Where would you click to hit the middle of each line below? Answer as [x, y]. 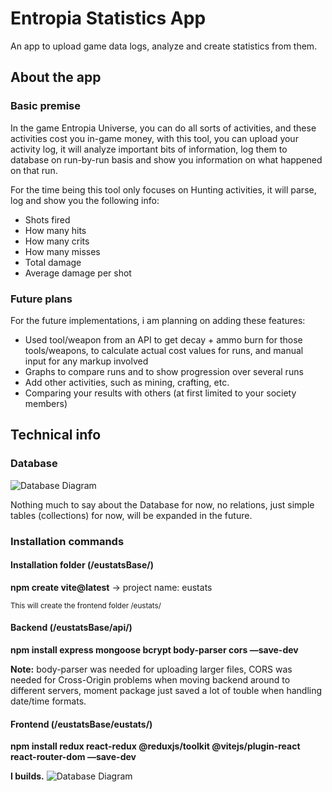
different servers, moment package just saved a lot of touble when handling [166, 690]
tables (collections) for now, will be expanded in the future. [131, 515]
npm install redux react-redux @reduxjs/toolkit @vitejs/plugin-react [155, 746]
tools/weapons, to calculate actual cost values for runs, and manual [164, 350]
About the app [56, 77]
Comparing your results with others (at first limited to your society [160, 393]
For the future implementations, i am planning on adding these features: [158, 320]
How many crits [57, 241]
